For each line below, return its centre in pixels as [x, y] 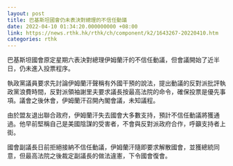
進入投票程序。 [52, 68]
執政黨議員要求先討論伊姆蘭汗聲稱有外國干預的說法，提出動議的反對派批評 [113, 83]
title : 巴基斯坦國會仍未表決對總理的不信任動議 [67, 20]
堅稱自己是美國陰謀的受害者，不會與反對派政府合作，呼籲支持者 [128, 124]
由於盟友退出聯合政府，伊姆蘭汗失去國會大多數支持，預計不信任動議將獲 [110, 116]
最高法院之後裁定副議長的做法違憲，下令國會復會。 [98, 156]
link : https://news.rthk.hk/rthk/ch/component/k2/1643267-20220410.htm [113, 33]
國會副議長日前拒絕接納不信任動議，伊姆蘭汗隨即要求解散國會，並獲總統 [110, 147]
